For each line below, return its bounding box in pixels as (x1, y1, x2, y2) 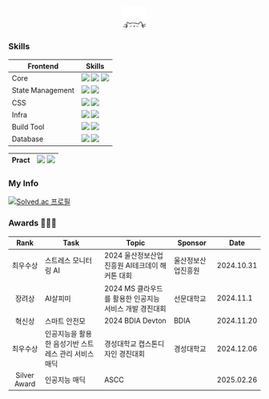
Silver (15, 371, 34, 381)
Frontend (27, 61, 58, 71)
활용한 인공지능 (112, 293, 160, 303)
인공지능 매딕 (44, 375, 86, 385)
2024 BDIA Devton (103, 316, 167, 326)
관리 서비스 (59, 349, 94, 359)
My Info (8, 177, 39, 189)
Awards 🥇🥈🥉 (8, 218, 58, 229)
